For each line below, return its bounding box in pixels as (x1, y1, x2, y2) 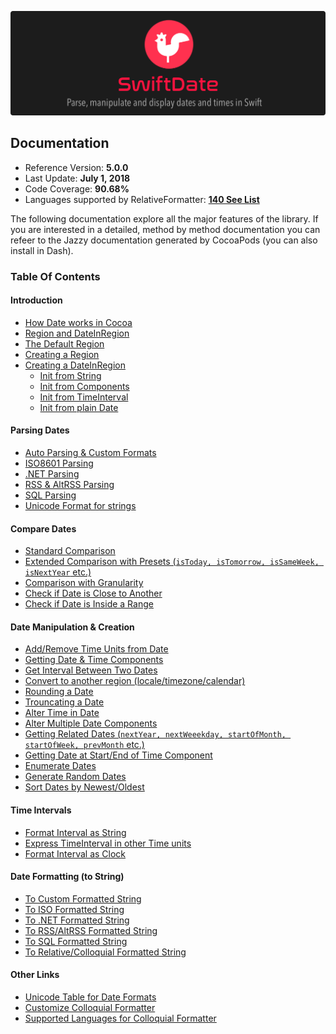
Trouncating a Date (24, 696, 105, 708)
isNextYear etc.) (24, 566, 92, 578)
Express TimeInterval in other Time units (24, 837, 192, 849)
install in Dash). (10, 244, 74, 256)
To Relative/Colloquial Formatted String (24, 946, 187, 958)
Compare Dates (10, 522, 77, 535)
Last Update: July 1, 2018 (24, 172, 131, 184)
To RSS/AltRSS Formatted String (24, 924, 158, 936)
